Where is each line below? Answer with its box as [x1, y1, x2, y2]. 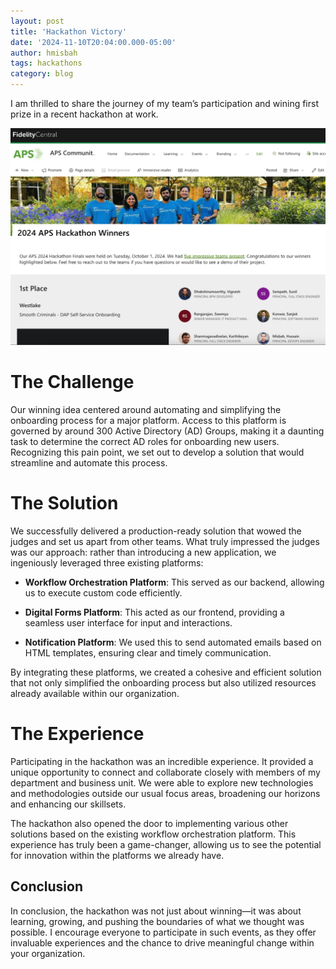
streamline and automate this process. [10, 456, 168, 469]
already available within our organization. [10, 687, 180, 699]
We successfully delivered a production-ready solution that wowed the [10, 525, 302, 537]
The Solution [10, 492, 119, 515]
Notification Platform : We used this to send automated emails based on [24, 636, 322, 648]
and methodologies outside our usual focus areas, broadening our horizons [10, 787, 321, 799]
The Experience [10, 723, 145, 745]
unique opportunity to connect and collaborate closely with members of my [10, 766, 321, 778]
